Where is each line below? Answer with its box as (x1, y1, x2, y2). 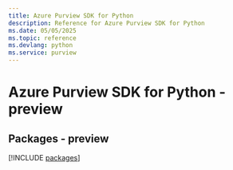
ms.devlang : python (8, 42, 73, 49)
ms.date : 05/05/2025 (8, 26, 77, 34)
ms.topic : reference (8, 34, 77, 42)
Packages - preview (8, 132, 109, 145)
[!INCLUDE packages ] (8, 153, 81, 162)
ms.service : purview (8, 49, 77, 57)
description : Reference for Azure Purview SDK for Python (8, 19, 205, 27)
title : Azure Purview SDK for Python (8, 11, 134, 20)
